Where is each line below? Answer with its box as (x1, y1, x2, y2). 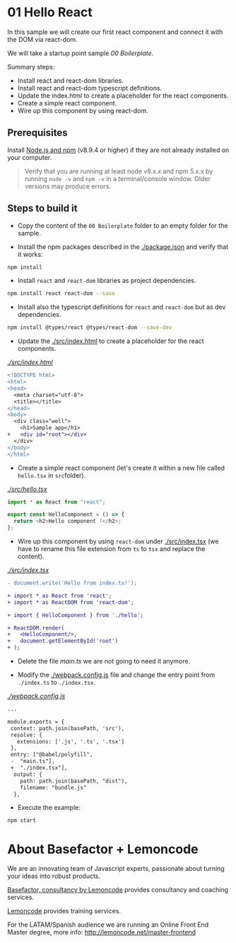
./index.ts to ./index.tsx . (17, 678, 95, 687)
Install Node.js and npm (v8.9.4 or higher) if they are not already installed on (7, 146, 230, 154)
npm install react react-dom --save (7, 290, 115, 297)
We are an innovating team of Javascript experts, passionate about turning (7, 864, 225, 873)
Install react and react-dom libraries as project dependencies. (17, 277, 196, 285)
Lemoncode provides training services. (7, 907, 122, 915)
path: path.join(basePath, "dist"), (20, 777, 129, 785)
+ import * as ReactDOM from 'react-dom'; (7, 598, 134, 606)
